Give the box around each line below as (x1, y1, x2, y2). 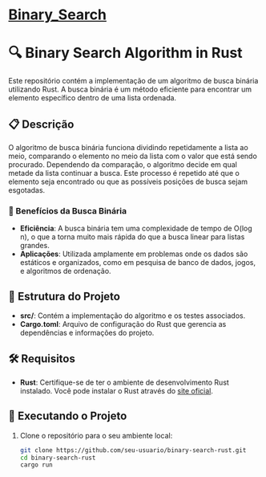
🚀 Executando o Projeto (8, 410, 127, 423)
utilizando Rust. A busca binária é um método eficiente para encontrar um (8, 84, 252, 94)
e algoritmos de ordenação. (19, 267, 111, 276)
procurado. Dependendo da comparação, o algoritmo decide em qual (8, 159, 238, 169)
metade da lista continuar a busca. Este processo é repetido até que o (8, 168, 240, 177)
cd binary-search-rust (19, 454, 96, 462)
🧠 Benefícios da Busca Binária (8, 205, 127, 216)
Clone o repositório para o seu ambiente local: (19, 430, 173, 440)
